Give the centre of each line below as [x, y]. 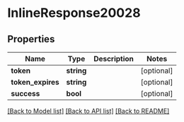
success [25, 93]
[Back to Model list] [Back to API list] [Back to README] [88, 111]
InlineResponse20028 [74, 13]
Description [114, 59]
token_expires [35, 82]
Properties [31, 39]
